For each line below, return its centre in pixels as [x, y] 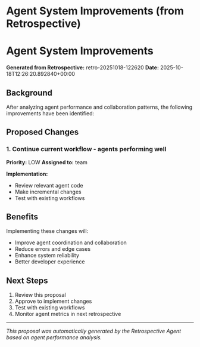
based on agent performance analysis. [54, 337]
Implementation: [27, 174]
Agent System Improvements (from [95, 11]
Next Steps [27, 280]
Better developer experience [50, 262]
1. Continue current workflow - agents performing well [86, 149]
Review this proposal [40, 295]
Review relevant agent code [49, 185]
